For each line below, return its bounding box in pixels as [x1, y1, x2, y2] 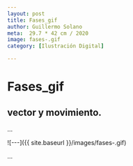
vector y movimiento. [7, 106, 102, 119]
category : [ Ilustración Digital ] [7, 43, 104, 50]
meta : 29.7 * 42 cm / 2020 [7, 29, 89, 37]
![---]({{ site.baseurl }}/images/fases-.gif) [7, 139, 127, 146]
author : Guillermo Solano [7, 23, 82, 30]
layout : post [7, 10, 45, 17]
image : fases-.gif [7, 36, 61, 43]
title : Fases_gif [7, 17, 58, 24]
